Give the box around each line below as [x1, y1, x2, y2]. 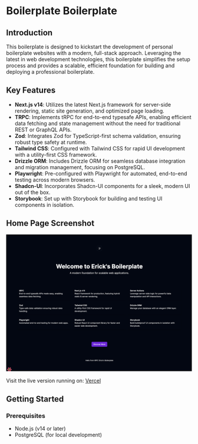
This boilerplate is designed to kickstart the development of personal [6, 43, 173, 50]
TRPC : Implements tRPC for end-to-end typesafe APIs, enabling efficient [14, 113, 192, 120]
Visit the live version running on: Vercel [6, 377, 101, 384]
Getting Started [6, 394, 64, 404]
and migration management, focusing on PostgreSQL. [14, 163, 146, 170]
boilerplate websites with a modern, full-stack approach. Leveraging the [6, 50, 181, 57]
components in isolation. [14, 201, 75, 208]
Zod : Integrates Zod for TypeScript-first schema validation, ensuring [14, 132, 181, 139]
